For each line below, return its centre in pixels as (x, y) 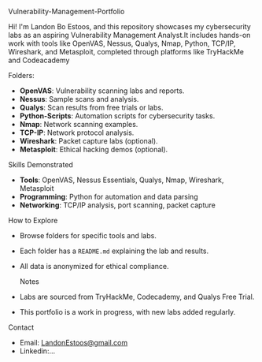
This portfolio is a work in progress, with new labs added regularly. (127, 312)
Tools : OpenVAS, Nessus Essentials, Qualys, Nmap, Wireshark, (122, 180)
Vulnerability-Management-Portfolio (66, 11)
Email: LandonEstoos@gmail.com (74, 343)
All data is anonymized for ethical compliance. (94, 266)
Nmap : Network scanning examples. (79, 124)
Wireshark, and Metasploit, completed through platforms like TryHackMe (126, 52)
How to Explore (33, 220)
